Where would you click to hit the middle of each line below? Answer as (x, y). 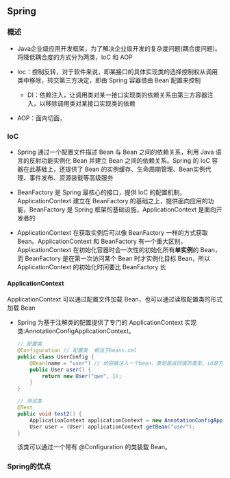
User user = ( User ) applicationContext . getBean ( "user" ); (113, 426)
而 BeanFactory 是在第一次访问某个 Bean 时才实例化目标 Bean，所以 (114, 258)
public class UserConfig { (55, 356)
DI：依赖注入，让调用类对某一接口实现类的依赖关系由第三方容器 (117, 95)
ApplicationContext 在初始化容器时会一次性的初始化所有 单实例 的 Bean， (119, 249)
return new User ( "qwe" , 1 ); (82, 376)
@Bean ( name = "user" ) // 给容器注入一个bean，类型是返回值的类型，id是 (124, 363)
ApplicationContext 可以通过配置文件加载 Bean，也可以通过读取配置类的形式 (115, 299)
